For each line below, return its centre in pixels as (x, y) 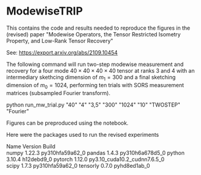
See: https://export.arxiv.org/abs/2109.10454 (62, 52)
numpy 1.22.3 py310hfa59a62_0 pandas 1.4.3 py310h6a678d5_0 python (95, 153)
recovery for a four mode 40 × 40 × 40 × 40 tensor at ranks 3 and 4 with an (100, 70)
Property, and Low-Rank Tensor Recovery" (60, 41)
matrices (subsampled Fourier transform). (58, 93)
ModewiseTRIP (44, 11)
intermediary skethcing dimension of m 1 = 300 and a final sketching (91, 78)
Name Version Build (31, 146)
